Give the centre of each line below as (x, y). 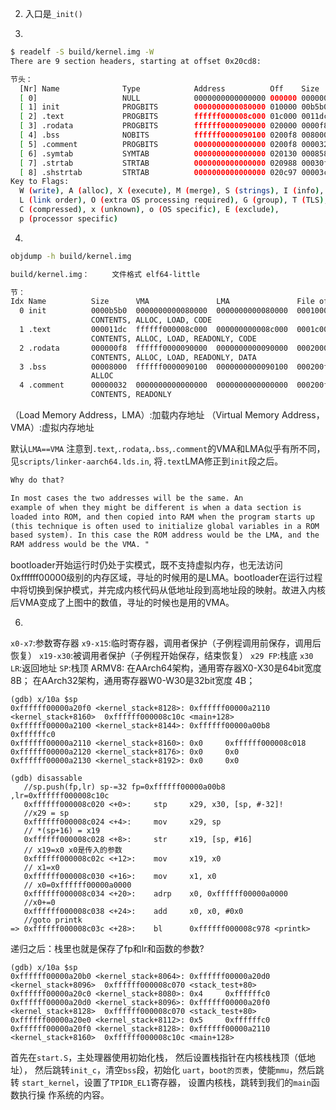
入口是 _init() (53, 13)
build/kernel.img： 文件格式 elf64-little (105, 274)
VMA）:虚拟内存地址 (52, 427)
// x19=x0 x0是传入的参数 (73, 850)
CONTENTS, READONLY (131, 395)
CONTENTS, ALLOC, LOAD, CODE (151, 320)
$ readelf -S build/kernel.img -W (82, 52)
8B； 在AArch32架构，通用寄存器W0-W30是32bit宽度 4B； (133, 681)
